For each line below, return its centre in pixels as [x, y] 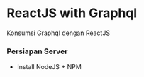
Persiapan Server [37, 51]
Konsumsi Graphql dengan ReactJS [59, 33]
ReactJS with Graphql [72, 13]
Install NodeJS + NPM [49, 67]
